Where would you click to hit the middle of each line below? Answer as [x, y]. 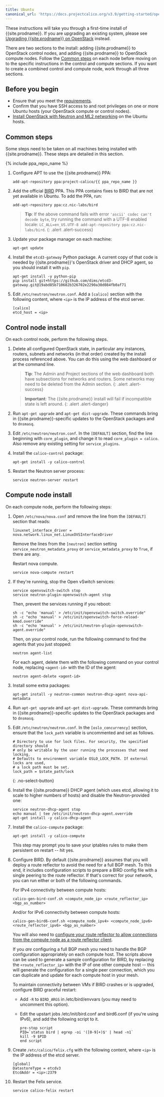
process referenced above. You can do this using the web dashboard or [84, 359]
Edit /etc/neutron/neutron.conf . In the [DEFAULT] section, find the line [82, 433]
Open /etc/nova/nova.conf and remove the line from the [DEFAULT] [79, 516]
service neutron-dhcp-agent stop [46, 809]
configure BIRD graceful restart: [45, 990]
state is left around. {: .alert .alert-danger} [66, 404]
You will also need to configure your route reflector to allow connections [85, 934]
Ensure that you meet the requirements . [52, 101]
